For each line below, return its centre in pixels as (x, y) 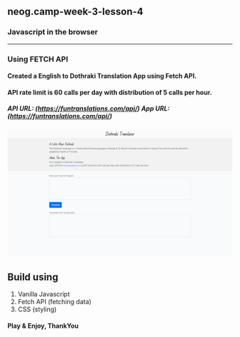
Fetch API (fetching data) (54, 302)
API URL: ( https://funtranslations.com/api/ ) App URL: (89, 109)
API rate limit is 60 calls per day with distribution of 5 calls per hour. (110, 92)
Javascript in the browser (53, 32)
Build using (33, 277)
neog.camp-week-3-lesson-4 (76, 12)
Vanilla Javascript (44, 294)
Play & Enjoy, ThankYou (43, 326)
